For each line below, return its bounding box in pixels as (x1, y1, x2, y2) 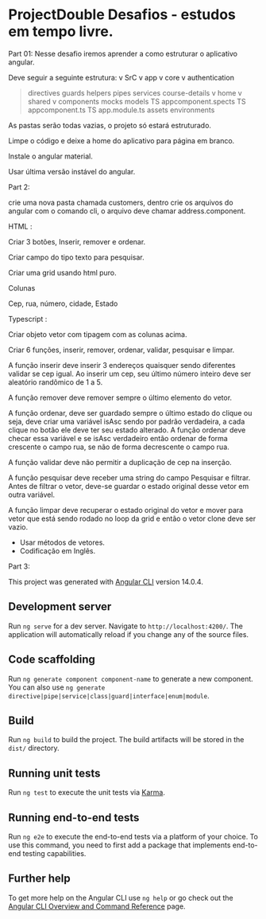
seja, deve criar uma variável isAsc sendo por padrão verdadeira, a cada (8, 416, 245, 426)
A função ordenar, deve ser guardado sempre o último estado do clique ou (8, 408, 253, 417)
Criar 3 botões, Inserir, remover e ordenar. (8, 237, 146, 246)
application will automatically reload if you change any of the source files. (8, 629, 249, 639)
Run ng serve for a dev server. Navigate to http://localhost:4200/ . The (8, 621, 244, 631)
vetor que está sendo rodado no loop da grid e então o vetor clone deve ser (8, 514, 256, 523)
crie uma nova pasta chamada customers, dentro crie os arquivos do (8, 197, 233, 207)
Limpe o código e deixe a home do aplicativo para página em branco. (8, 135, 235, 145)
